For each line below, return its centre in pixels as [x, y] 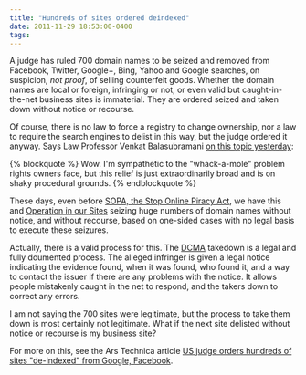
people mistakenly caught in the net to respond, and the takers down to [144, 286]
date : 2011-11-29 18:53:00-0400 [71, 26]
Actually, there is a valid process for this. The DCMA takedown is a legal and [153, 248]
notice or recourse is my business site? [83, 333]
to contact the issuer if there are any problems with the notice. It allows [143, 277]
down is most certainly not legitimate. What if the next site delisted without [150, 324]
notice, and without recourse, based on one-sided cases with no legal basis [152, 221]
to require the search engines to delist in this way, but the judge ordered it [148, 137]
